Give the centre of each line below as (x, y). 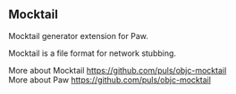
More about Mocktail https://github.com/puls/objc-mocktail (118, 70)
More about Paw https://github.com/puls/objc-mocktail (110, 80)
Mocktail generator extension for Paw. (78, 35)
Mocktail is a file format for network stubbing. (92, 53)
